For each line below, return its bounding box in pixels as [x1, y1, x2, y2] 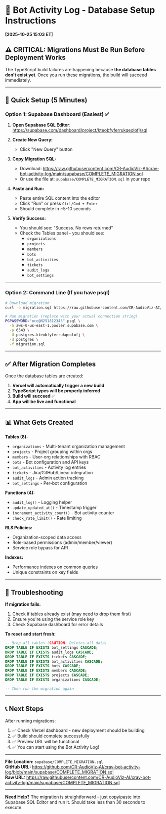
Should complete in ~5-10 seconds [19, 206, 91, 212]
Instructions [5, 15, 56, 26]
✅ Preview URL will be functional [12, 738, 80, 744]
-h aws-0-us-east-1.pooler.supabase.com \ [9, 323, 98, 328]
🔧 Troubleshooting [5, 588, 63, 596]
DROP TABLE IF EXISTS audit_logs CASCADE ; [5, 650, 94, 655]
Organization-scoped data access [12, 534, 82, 541]
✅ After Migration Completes [5, 360, 96, 368]
